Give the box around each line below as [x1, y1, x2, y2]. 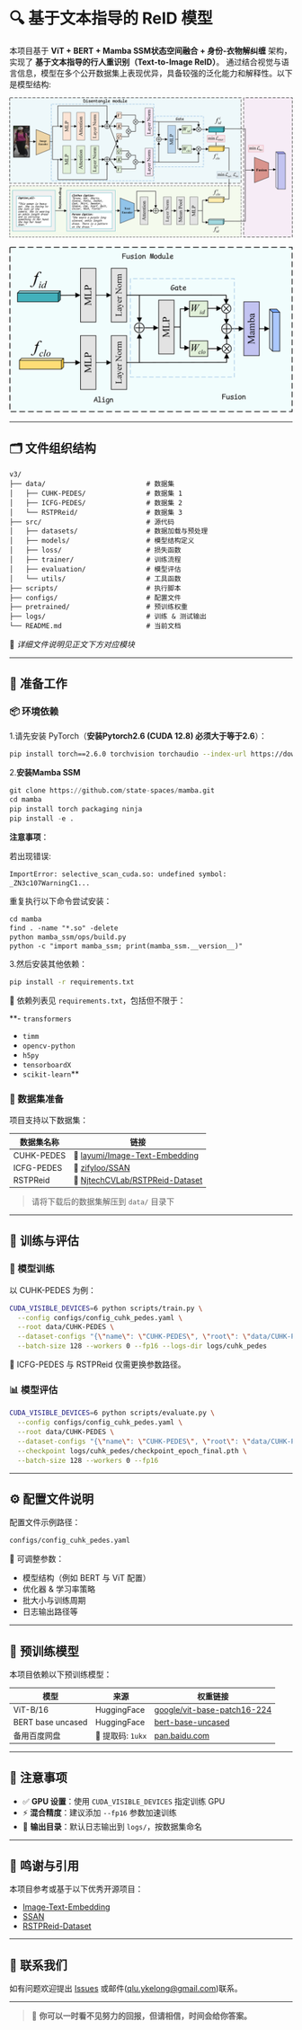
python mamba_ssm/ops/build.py [9, 933, 127, 942]
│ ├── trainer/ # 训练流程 [9, 555, 182, 564]
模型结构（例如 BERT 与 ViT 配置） [22, 1573, 151, 1583]
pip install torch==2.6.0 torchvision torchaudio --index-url [9, 749, 247, 758]
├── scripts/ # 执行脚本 [9, 583, 182, 593]
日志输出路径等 [22, 1606, 78, 1618]
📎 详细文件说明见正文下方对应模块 [9, 639, 136, 650]
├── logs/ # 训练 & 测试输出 [9, 612, 207, 621]
